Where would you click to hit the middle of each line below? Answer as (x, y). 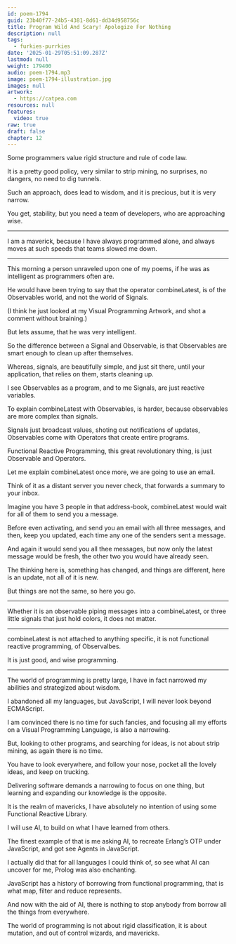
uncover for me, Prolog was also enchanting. (72, 870)
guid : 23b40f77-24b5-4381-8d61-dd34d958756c (73, 20)
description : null (34, 33)
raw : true (22, 125)
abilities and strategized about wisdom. (64, 688)
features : (22, 112)
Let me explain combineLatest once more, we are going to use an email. (111, 472)
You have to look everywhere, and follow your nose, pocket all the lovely (112, 765)
